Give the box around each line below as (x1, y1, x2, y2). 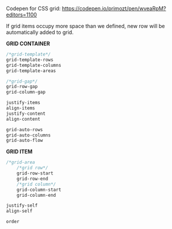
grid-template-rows (6, 57, 54, 63)
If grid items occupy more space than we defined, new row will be (6, 23, 165, 29)
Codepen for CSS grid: (6, 5, 61, 12)
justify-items (6, 100, 41, 106)
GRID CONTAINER (6, 40, 50, 47)
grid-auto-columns (6, 132, 51, 138)
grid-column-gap (6, 89, 46, 95)
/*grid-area (6, 159, 35, 166)
